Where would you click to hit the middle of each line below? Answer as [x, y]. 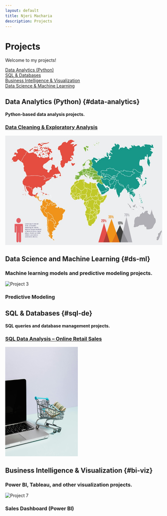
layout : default [22, 10]
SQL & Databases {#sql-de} [49, 313]
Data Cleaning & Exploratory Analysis [52, 127]
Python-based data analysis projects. [45, 114]
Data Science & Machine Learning [40, 86]
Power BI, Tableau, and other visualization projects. [69, 484]
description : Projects [29, 21]
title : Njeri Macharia [29, 16]
